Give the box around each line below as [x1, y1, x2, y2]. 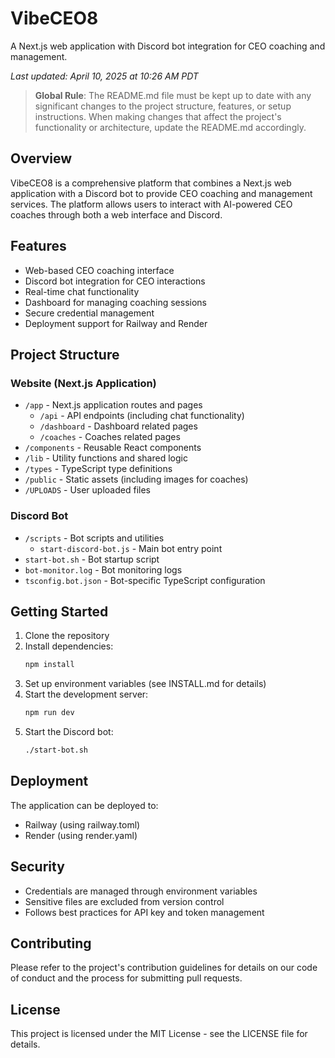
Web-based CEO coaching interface [24, 264, 175, 276]
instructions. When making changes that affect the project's [34, 110, 282, 122]
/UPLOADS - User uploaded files [24, 484, 151, 496]
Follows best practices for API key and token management [24, 906, 265, 918]
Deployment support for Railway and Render [24, 317, 208, 329]
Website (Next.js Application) [10, 376, 157, 390]
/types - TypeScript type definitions [24, 463, 173, 475]
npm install [24, 660, 75, 670]
